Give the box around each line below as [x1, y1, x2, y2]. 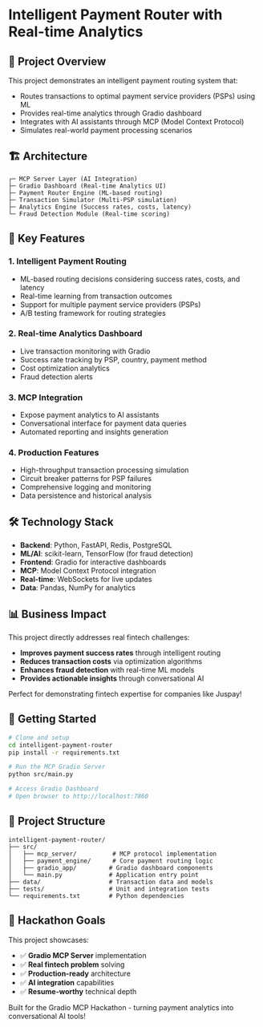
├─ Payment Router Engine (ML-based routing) [8, 188, 163, 197]
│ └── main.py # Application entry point [8, 871, 199, 879]
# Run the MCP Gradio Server [8, 763, 106, 771]
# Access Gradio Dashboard [8, 785, 99, 793]
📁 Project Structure [8, 815, 106, 828]
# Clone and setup [8, 734, 70, 742]
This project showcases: [8, 935, 90, 944]
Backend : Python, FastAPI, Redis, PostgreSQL [19, 540, 172, 550]
